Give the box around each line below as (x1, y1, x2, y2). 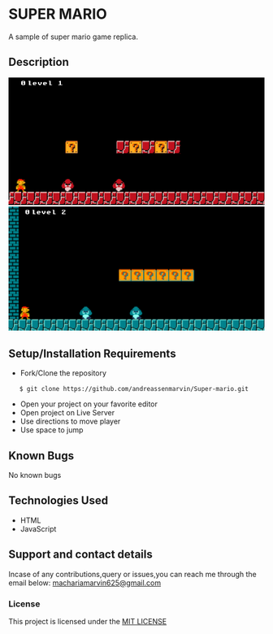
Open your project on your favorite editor (19, 399, 158, 409)
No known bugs (8, 471, 62, 480)
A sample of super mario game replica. (8, 32, 138, 41)
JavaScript (19, 523, 57, 533)
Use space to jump (19, 425, 84, 435)
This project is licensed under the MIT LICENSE (8, 616, 167, 626)
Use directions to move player (19, 416, 121, 427)
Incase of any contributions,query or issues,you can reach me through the (8, 569, 258, 579)
